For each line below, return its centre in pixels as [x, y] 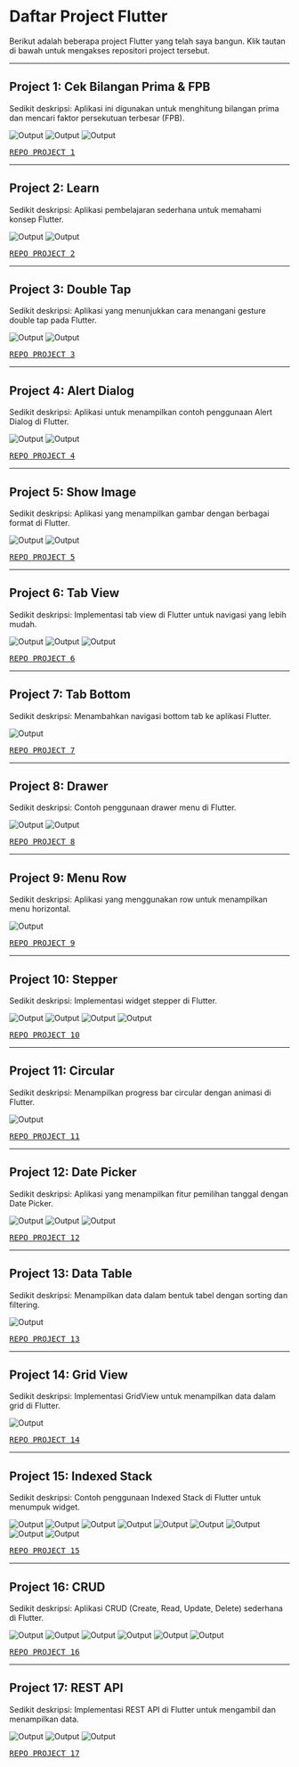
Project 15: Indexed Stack [81, 1476]
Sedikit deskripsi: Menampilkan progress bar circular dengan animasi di [140, 1092]
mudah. [23, 624]
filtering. [24, 1305]
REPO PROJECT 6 [42, 658]
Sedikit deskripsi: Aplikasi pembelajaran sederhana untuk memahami [135, 209]
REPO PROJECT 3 [42, 355]
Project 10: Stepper [64, 979]
